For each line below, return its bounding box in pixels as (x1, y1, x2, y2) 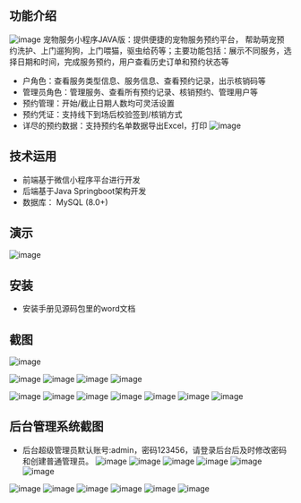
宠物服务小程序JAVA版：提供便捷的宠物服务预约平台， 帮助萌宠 (43, 34, 277, 45)
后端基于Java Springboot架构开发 (21, 185, 147, 196)
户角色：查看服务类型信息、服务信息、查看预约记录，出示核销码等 (21, 75, 266, 86)
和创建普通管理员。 (21, 456, 94, 466)
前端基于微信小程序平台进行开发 (21, 174, 141, 185)
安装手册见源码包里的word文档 (21, 303, 136, 314)
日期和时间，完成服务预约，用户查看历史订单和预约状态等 (16, 56, 229, 67)
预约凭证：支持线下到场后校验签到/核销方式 (21, 108, 183, 119)
